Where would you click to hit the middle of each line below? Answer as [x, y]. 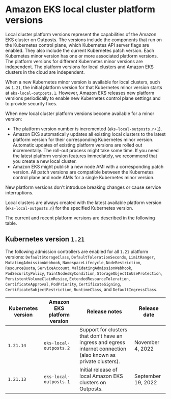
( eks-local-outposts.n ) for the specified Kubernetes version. [69, 208]
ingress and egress [103, 342]
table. [11, 223]
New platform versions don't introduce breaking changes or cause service [83, 187]
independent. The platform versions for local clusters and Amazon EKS [80, 67]
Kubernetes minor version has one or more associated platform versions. [82, 56]
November [147, 342]
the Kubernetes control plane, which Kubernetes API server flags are [77, 45]
